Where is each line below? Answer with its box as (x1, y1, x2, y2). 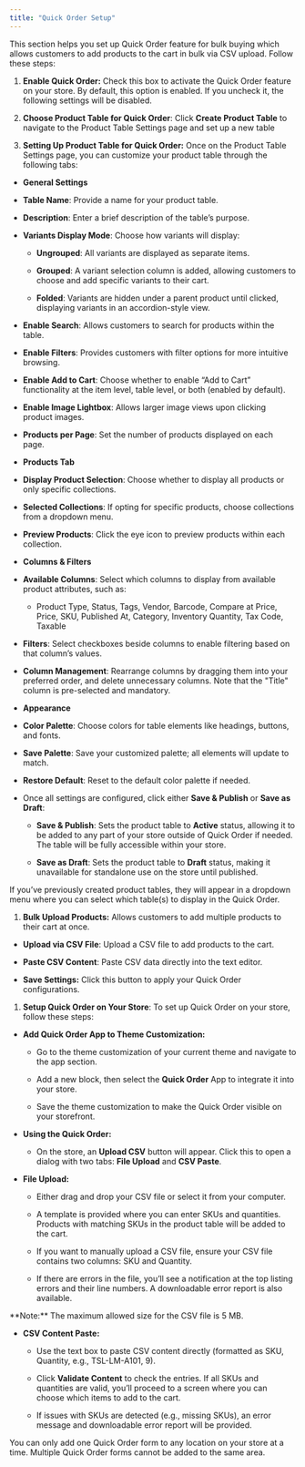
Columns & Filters (22, 556, 92, 567)
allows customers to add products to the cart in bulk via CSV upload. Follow (9, 47, 294, 59)
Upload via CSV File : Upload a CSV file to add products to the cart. (22, 939, 275, 949)
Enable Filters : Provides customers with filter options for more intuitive (22, 347, 289, 358)
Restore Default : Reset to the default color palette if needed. (22, 775, 251, 785)
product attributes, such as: (22, 583, 127, 594)
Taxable (36, 621, 66, 631)
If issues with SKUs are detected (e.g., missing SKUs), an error (36, 1410, 271, 1421)
